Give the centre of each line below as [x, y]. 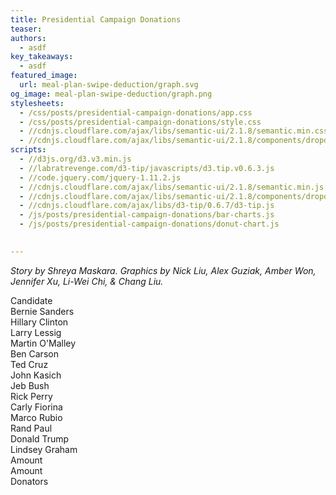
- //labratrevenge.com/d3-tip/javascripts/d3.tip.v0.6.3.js [147, 168]
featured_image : [44, 76]
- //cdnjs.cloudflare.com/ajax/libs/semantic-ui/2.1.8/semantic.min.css [174, 131]
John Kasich [36, 375]
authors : [28, 38]
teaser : [26, 29]
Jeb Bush [30, 385]
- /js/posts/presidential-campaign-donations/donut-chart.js [149, 224]
